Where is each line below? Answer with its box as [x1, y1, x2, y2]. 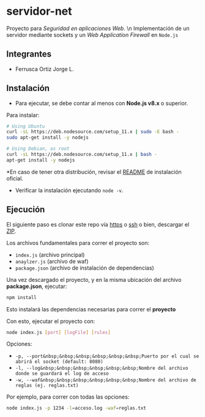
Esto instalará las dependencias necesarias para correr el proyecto [6, 305, 176, 313]
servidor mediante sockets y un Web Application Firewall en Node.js [6, 31, 179, 38]
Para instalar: [6, 111, 40, 119]
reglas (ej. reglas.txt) [15, 383, 79, 389]
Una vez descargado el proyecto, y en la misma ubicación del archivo [6, 276, 182, 283]
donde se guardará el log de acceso [15, 370, 109, 377]
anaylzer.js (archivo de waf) [15, 257, 89, 265]
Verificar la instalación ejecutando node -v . [15, 186, 124, 194]
